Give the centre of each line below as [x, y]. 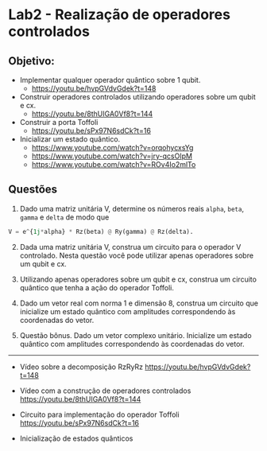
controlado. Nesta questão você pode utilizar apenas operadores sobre [137, 255]
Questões [33, 190]
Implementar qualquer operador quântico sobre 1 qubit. [110, 80]
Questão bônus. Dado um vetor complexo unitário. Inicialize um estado [135, 335]
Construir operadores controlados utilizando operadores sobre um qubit [137, 97]
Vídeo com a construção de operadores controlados [105, 391]
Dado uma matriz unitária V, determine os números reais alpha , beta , [132, 208]
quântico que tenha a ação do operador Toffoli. [97, 287]
